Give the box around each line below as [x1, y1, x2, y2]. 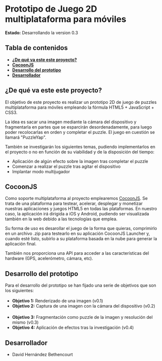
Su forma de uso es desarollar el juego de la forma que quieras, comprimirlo [5, 226, 157, 231]
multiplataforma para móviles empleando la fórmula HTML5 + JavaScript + [5, 104, 154, 110]
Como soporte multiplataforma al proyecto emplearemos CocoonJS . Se [5, 196, 148, 201]
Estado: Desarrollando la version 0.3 [5, 30, 79, 35]
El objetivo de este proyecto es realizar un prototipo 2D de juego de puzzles [5, 99, 157, 105]
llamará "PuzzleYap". [5, 134, 47, 140]
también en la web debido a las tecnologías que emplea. [5, 216, 118, 222]
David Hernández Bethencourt [12, 352, 73, 357]
